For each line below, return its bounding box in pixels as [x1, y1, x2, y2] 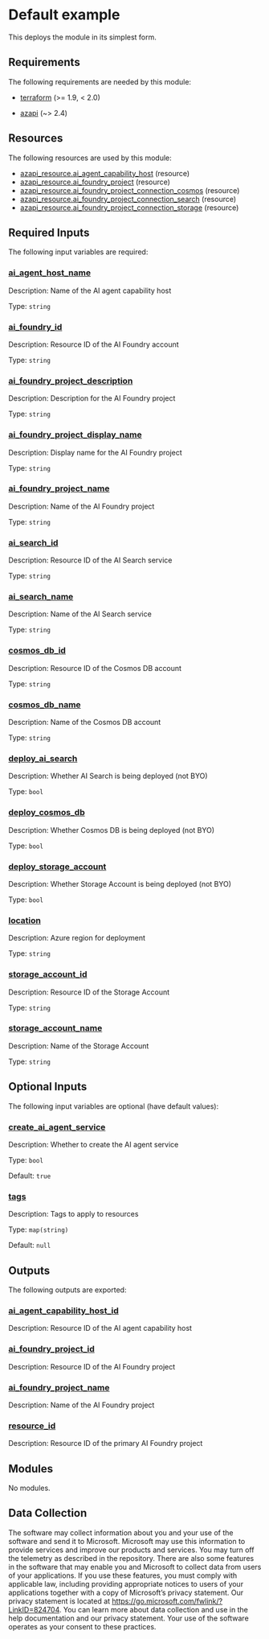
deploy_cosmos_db [8, 807, 86, 818]
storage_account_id [8, 969, 88, 980]
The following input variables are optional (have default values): [8, 1101, 219, 1111]
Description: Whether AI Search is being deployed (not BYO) [8, 771, 208, 781]
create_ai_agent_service [8, 1121, 106, 1132]
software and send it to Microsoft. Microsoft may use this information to [8, 1536, 246, 1546]
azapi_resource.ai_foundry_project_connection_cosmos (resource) [19, 185, 240, 195]
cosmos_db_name [8, 698, 82, 710]
